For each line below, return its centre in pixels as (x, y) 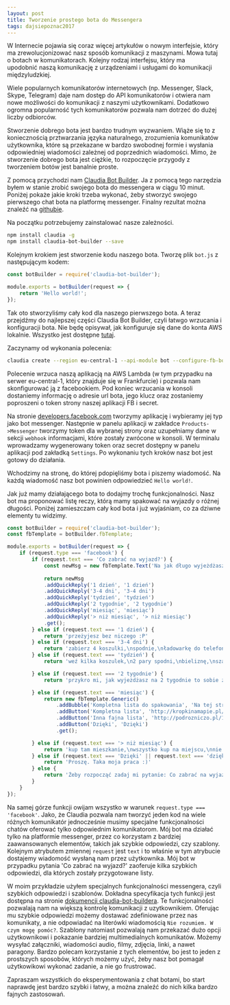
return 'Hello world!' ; (53, 293)
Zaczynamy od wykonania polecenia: (59, 348)
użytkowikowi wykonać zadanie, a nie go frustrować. (82, 966)
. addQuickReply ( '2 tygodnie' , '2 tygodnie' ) (108, 604)
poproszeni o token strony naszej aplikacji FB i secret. (83, 402)
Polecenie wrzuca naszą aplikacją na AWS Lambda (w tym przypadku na (110, 374)
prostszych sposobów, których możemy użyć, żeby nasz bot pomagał (105, 959)
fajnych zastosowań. (36, 994)
